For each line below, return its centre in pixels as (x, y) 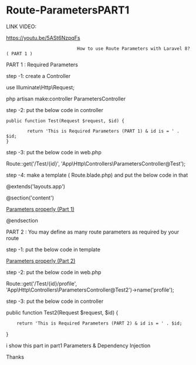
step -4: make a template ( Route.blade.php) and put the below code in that (97, 175)
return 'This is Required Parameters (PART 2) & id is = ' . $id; (99, 323)
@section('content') (30, 198)
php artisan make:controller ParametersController (66, 99)
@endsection (22, 220)
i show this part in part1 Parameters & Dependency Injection (78, 345)
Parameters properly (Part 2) (41, 261)
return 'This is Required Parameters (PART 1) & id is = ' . (104, 131)
